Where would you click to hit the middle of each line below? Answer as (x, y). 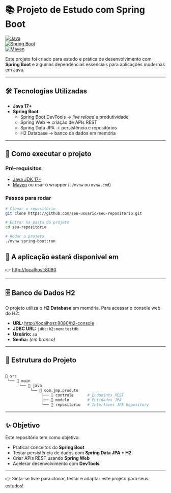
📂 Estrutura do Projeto (41, 360)
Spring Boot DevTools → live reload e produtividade (74, 117)
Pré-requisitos (23, 169)
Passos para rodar (28, 198)
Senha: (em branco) (34, 339)
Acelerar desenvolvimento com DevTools (56, 463)
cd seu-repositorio (26, 227)
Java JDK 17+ (27, 179)
